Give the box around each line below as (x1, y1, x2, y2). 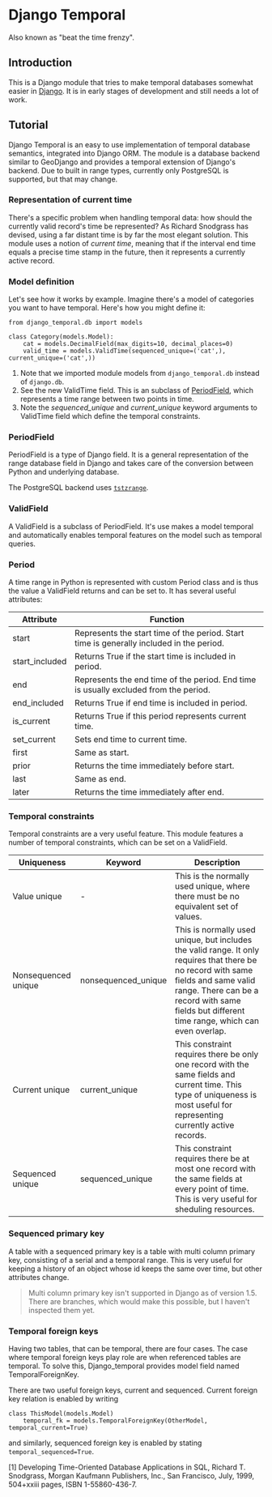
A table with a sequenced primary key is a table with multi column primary (8, 1246, 256, 1256)
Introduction (8, 56, 73, 70)
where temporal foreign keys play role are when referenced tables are (8, 1352, 241, 1362)
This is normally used (174, 924, 257, 936)
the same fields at (174, 1173, 243, 1184)
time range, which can (174, 1015, 259, 1026)
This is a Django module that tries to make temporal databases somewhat (8, 77, 253, 87)
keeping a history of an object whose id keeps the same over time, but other (8, 1264, 263, 1273)
